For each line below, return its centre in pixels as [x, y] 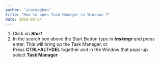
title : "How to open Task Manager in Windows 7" [58, 15]
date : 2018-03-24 [24, 19]
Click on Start [27, 34]
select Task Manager [35, 55]
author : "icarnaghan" [28, 10]
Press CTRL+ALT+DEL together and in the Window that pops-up [80, 50]
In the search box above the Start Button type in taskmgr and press [84, 39]
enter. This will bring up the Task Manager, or [60, 44]
